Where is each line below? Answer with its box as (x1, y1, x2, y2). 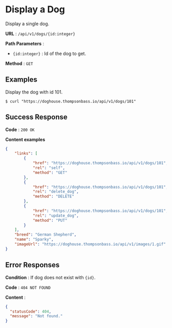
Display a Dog (5, 4, 65, 15)
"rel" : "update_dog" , (32, 213, 79, 218)
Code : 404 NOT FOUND (5, 284, 51, 291)
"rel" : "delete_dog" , (32, 189, 79, 195)
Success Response (5, 113, 68, 122)
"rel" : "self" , (32, 165, 66, 170)
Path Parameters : (5, 40, 45, 47)
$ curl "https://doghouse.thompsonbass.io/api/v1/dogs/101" (5, 99, 137, 104)
